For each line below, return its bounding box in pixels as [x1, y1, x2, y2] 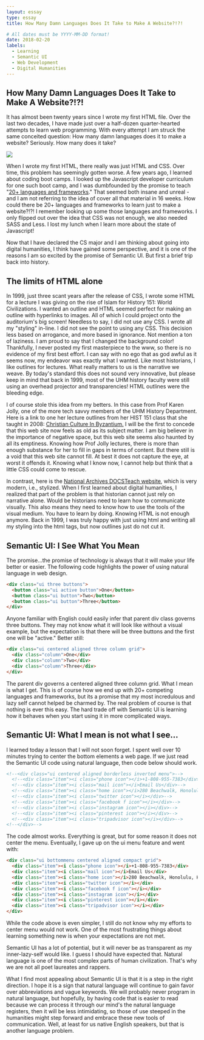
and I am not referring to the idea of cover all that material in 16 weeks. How [6, 195, 196, 202]
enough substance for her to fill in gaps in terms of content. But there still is [6, 446, 195, 454]
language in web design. [6, 569, 68, 577]
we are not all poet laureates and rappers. [6, 963, 111, 971]
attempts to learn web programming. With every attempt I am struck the [6, 126, 186, 134]
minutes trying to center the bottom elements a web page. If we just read [6, 753, 189, 760]
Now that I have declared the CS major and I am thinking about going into [6, 239, 189, 247]
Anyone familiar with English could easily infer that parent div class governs [6, 615, 195, 622]
